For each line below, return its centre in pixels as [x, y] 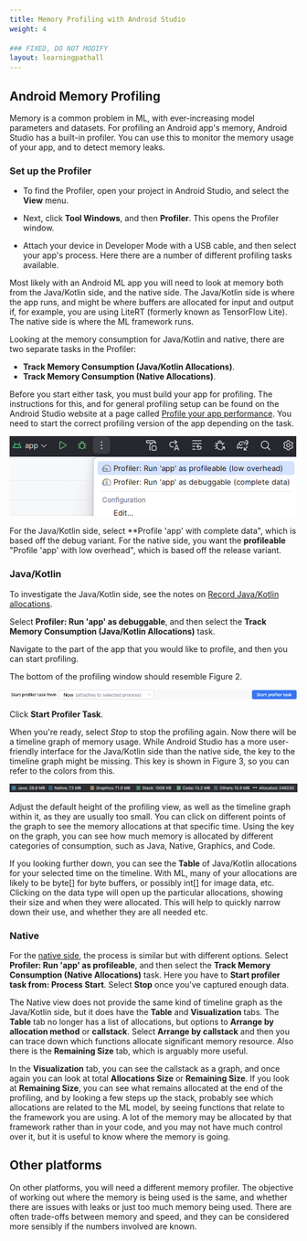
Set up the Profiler [51, 171]
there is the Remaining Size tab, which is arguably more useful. [129, 1051]
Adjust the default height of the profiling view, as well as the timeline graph [150, 807]
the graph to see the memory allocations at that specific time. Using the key [152, 826]
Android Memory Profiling [85, 96]
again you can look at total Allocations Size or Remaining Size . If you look [149, 1078]
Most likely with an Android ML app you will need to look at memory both [147, 283]
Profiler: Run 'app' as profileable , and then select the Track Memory [140, 965]
